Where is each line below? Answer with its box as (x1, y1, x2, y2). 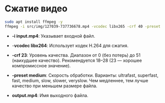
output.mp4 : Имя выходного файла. (11, 92, 88, 98)
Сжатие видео (4, 3, 68, 14)
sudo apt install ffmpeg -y (4, 19, 63, 24)
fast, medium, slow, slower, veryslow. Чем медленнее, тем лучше (11, 77, 149, 83)
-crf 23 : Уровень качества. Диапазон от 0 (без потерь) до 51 (11, 52, 141, 58)
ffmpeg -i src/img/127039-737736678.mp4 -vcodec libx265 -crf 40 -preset (4, 24, 161, 29)
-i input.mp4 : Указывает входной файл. (11, 33, 95, 39)
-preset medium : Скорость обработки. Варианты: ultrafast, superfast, (11, 72, 159, 78)
